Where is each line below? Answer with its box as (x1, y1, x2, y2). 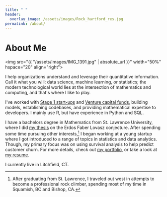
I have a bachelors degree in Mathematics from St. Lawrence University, (5, 120, 153, 126)
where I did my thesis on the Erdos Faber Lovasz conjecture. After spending (5, 125, 161, 131)
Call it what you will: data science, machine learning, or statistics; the (5, 79, 147, 85)
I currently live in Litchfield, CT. (5, 161, 69, 167)
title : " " (5, 7, 28, 12)
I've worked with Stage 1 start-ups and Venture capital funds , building (5, 99, 148, 105)
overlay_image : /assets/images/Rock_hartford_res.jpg (9, 16, 123, 21)
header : (5, 12, 21, 17)
